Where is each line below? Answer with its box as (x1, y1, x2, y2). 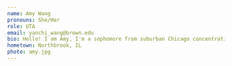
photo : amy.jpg (7, 49, 51, 56)
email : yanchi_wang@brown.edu (7, 29, 95, 36)
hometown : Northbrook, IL (7, 42, 81, 49)
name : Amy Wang (7, 10, 51, 17)
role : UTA (7, 23, 36, 30)
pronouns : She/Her (7, 16, 60, 23)
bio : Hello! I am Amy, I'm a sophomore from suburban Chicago (7, 36, 190, 43)
